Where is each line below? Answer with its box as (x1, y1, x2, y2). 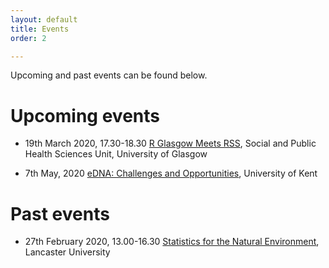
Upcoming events (10, 104, 160, 127)
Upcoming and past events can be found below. (10, 69, 208, 81)
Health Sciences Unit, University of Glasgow (24, 148, 208, 160)
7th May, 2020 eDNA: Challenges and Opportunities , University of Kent (24, 167, 318, 180)
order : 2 (10, 33, 47, 43)
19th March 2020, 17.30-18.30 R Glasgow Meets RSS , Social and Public (24, 137, 317, 150)
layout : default (10, 14, 78, 25)
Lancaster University (24, 246, 111, 258)
